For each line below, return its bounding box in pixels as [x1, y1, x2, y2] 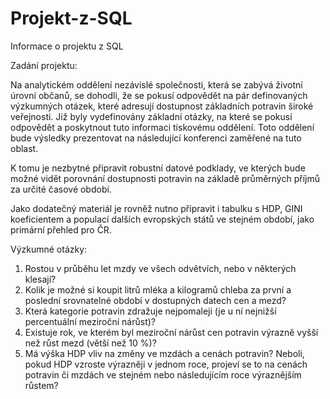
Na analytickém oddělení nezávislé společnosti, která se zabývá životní [10, 78, 303, 91]
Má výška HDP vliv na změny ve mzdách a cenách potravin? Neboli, [24, 347, 305, 359]
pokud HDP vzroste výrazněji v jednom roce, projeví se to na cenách [24, 358, 308, 370]
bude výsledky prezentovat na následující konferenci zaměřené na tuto [10, 132, 302, 144]
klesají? [24, 273, 57, 285]
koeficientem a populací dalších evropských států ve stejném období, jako [10, 213, 315, 225]
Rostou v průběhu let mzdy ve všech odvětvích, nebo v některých [24, 262, 297, 274]
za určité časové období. [10, 183, 112, 195]
